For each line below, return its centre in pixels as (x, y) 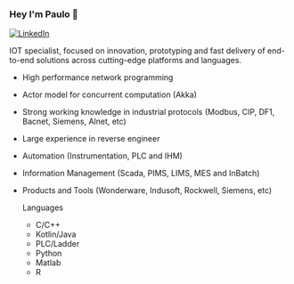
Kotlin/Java (56, 234)
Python (49, 254)
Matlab (48, 263)
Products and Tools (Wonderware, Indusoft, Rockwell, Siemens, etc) (147, 191)
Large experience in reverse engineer (91, 139)
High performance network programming (98, 77)
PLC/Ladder (57, 244)
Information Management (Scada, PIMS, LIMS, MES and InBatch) (141, 174)
